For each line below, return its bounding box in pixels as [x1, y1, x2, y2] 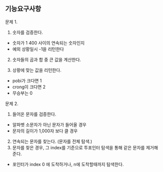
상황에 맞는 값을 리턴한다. [12, 67, 62, 73]
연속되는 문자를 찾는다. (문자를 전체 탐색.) [12, 138, 93, 144]
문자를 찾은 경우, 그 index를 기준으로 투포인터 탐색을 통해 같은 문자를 [12, 144, 145, 150]
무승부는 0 [12, 90, 33, 96]
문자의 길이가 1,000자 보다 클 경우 [12, 128, 78, 134]
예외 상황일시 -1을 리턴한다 [12, 46, 64, 52]
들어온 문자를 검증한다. [12, 111, 56, 117]
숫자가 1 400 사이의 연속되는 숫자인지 [12, 40, 85, 46]
